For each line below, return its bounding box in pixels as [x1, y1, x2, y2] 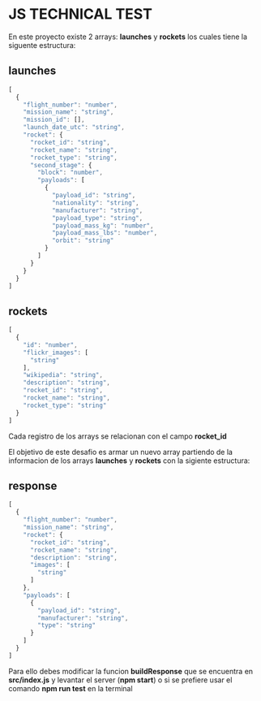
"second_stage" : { [29, 161, 92, 169]
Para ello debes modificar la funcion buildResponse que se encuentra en [8, 666, 254, 676]
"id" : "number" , [23, 340, 79, 349]
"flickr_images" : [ [23, 348, 89, 357]
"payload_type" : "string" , [51, 214, 143, 222]
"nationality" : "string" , [51, 198, 139, 207]
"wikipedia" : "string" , [23, 371, 104, 379]
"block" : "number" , [37, 168, 104, 177]
